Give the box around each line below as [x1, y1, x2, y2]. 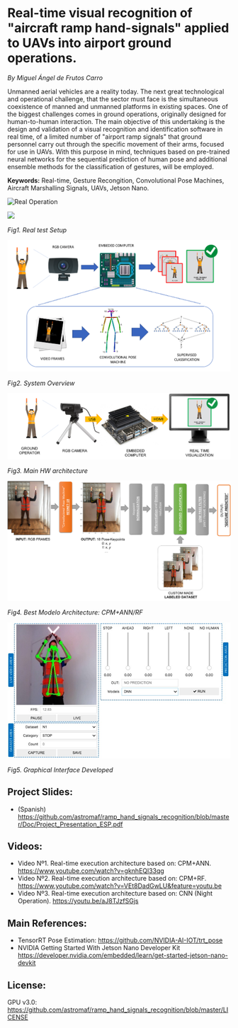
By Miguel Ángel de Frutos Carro [7, 73, 103, 82]
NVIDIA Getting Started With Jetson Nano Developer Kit [17, 944, 181, 952]
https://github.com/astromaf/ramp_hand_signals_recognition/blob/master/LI [7, 1005, 229, 1014]
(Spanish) [17, 805, 46, 813]
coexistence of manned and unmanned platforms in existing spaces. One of [7, 102, 229, 110]
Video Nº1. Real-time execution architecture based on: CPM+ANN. [17, 859, 212, 868]
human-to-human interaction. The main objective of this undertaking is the [7, 117, 225, 125]
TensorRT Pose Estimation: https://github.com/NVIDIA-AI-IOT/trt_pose [17, 936, 223, 944]
